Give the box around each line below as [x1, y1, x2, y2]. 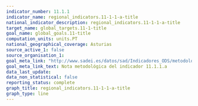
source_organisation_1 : [6, 52, 65, 58]
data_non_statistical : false [6, 74, 78, 80]
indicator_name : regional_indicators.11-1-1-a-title [6, 14, 138, 20]
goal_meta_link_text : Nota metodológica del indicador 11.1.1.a [6, 63, 167, 69]
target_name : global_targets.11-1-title [6, 25, 107, 31]
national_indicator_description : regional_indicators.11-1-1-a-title [6, 19, 181, 25]
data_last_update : [6, 69, 51, 75]
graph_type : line [6, 91, 49, 97]
